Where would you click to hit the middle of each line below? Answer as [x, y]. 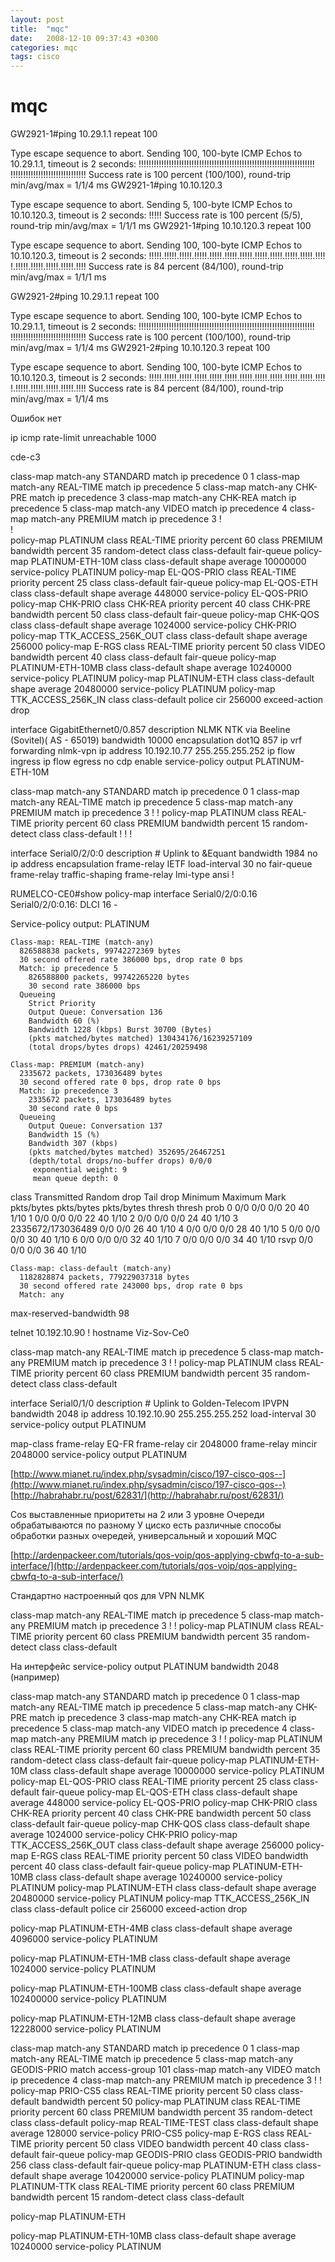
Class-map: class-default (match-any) [91, 1269]
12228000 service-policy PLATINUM [86, 2029]
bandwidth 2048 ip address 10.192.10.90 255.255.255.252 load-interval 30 [163, 1414]
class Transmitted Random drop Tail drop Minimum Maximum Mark [148, 1197]
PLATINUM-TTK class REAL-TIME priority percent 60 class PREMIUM [152, 2187]
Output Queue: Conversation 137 [95, 1126]
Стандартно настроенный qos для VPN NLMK [107, 1596]
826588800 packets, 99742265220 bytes [109, 977]
